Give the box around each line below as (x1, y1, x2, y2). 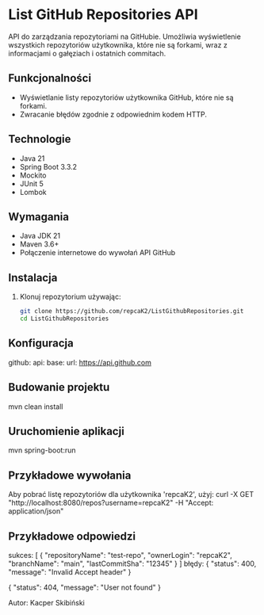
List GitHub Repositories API (8, 6, 198, 24)
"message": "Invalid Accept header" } (8, 567, 132, 576)
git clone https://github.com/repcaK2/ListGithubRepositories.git (19, 307, 244, 315)
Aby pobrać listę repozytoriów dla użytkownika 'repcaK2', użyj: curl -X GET (8, 490, 254, 499)
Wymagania (8, 210, 70, 223)
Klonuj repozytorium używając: (19, 292, 121, 302)
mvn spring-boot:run (8, 445, 76, 455)
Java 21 (19, 153, 45, 163)
